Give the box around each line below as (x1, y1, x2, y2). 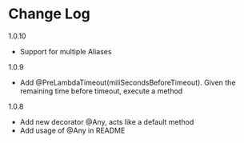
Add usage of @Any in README (19, 125, 126, 135)
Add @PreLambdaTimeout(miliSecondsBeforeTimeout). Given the (19, 77, 236, 87)
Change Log (8, 5, 90, 23)
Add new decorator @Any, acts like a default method (19, 117, 194, 126)
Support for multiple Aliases (19, 46, 112, 56)
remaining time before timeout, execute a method (19, 85, 183, 96)
